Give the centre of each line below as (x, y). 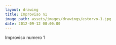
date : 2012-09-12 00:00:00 (33, 23)
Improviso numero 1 (25, 38)
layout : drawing (22, 10)
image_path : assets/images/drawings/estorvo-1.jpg (58, 19)
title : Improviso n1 (26, 14)
